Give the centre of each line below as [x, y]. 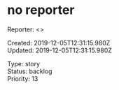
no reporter [41, 10]
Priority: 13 [23, 78]
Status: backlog [30, 71]
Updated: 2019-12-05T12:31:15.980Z [59, 50]
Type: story [24, 63]
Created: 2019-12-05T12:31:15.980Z [59, 43]
